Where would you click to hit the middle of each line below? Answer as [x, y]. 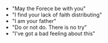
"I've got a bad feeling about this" [53, 34]
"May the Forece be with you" [49, 9]
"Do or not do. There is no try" [49, 27]
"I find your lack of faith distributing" [57, 15]
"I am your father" [34, 21]
